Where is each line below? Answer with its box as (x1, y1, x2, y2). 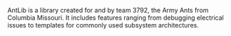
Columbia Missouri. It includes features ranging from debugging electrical (7, 13, 225, 22)
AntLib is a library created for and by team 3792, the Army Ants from (7, 6, 209, 14)
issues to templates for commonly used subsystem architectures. (7, 21, 200, 29)
